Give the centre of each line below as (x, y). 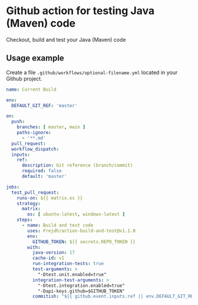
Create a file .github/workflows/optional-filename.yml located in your (92, 72)
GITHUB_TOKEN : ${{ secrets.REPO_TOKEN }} (84, 242)
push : (18, 122)
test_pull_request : (35, 193)
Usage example (35, 58)
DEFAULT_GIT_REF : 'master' (44, 105)
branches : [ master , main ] (51, 127)
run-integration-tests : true (68, 264)
